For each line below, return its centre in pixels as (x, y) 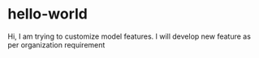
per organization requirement (56, 44)
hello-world (48, 14)
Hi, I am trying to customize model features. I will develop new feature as (129, 36)
